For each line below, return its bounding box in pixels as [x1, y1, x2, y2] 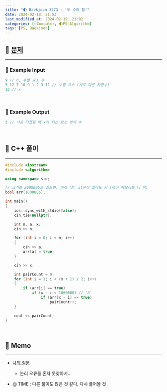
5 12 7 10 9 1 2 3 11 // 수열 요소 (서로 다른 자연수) [5, 83, 110, 88]
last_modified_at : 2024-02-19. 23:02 [5, 16, 83, 21]
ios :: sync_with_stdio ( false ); [14, 208, 77, 213]
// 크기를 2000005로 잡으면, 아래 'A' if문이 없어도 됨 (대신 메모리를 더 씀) [5, 185, 148, 190]
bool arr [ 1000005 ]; [5, 190, 46, 195]
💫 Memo [5, 341, 31, 350]
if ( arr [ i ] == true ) [23, 286, 66, 291]
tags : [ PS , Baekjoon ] [5, 26, 50, 31]
